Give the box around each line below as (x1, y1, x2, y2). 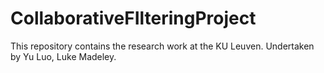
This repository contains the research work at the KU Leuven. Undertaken (10, 40, 315, 52)
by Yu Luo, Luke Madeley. (10, 50, 117, 62)
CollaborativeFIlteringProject (10, 7, 257, 30)
